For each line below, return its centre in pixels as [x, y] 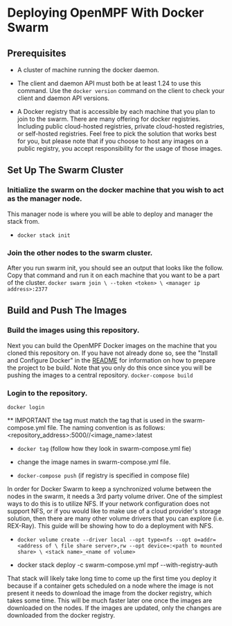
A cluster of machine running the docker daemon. [88, 70]
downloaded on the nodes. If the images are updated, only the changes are [115, 608]
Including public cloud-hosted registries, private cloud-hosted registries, [121, 126]
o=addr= [205, 540]
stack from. [24, 221]
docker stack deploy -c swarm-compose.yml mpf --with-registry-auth [117, 565]
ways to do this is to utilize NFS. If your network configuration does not [108, 503]
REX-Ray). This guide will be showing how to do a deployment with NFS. [110, 525]
